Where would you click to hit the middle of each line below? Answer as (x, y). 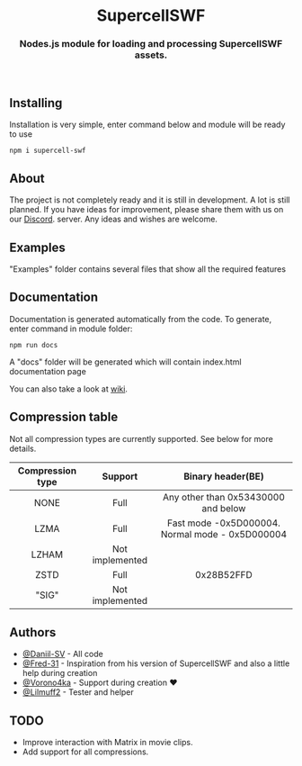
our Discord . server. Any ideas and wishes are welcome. (114, 219)
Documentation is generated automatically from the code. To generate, (141, 319)
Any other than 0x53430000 (224, 497)
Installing (36, 103)
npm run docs (34, 345)
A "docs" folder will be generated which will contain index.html (125, 362)
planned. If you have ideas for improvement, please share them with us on (147, 210)
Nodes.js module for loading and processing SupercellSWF (151, 44)
